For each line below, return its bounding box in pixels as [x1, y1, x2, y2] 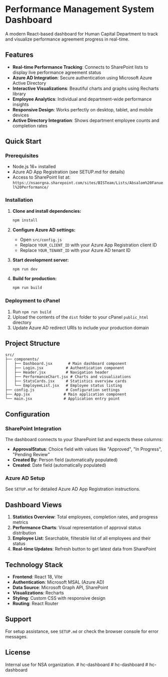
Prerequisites [5, 152, 39, 159]
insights [12, 101, 29, 107]
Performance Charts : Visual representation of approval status [12, 524, 141, 530]
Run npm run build [12, 309, 52, 315]
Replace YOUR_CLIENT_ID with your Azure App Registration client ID [20, 242, 157, 248]
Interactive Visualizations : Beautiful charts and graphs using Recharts [12, 85, 159, 91]
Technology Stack [5, 561, 63, 569]
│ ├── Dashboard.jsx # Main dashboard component [5, 361, 127, 366]
